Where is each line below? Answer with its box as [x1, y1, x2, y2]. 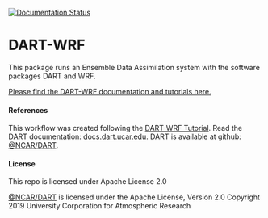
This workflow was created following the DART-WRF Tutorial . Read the [8, 124, 243, 133]
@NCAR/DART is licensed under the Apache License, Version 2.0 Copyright [8, 192, 261, 202]
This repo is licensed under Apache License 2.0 [8, 177, 167, 187]
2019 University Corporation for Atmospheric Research [8, 201, 191, 211]
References [8, 105, 48, 115]
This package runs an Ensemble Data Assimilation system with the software [8, 62, 261, 72]
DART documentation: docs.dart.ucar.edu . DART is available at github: [8, 132, 242, 141]
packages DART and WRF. [8, 71, 96, 81]
